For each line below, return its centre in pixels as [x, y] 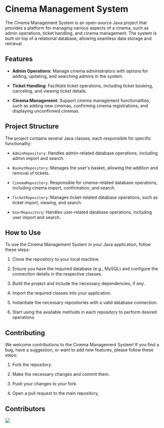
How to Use [23, 232]
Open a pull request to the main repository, [55, 393]
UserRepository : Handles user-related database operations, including [82, 212]
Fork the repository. [32, 365]
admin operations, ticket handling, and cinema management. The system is [81, 33]
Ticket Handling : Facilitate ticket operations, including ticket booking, [82, 86]
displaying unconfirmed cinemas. [46, 111]
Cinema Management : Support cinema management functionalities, [81, 100]
